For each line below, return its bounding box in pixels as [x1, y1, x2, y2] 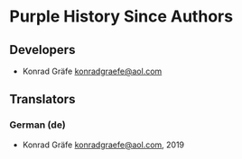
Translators [9, 92, 76, 107]
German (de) [9, 119, 66, 131]
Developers [9, 42, 76, 57]
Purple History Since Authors [9, 6, 233, 27]
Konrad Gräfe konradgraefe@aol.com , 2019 [22, 139, 185, 150]
